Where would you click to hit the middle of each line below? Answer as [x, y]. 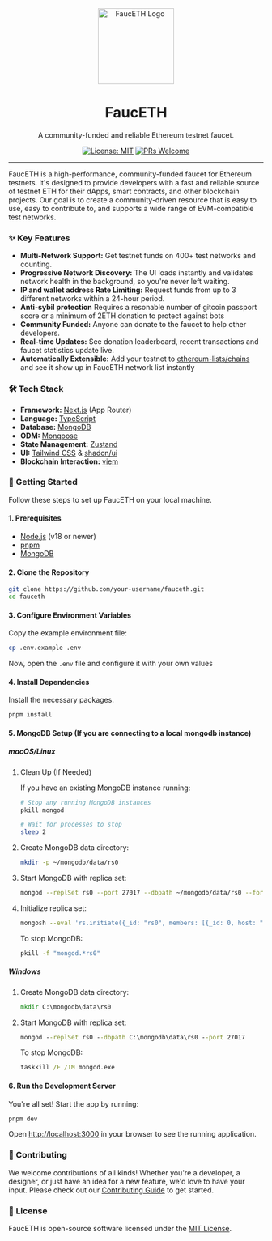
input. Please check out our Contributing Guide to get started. [111, 1190]
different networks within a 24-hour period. [92, 299]
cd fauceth [27, 597]
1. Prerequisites [35, 518]
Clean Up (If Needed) [55, 771]
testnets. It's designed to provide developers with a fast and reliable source [134, 182]
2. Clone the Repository [49, 572]
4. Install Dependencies [49, 682]
